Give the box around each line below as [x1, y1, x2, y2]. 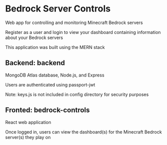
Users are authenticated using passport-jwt [5, 81, 96, 87]
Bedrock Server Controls [5, 3, 111, 14]
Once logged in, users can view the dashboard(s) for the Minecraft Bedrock [5, 128, 162, 135]
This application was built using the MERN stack [5, 44, 105, 50]
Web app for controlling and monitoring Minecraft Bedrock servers [5, 19, 143, 25]
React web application [5, 119, 51, 125]
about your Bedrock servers [5, 34, 63, 40]
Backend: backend [5, 58, 65, 67]
